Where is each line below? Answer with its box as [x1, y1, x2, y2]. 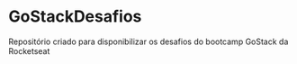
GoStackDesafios [8, 6, 142, 27]
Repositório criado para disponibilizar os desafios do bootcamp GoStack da [8, 36, 289, 47]
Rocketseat [8, 45, 50, 56]
